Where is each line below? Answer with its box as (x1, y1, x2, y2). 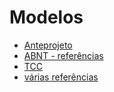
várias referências (23, 71, 99, 83)
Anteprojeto (23, 39, 73, 51)
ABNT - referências (23, 49, 104, 61)
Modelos (9, 6, 84, 29)
